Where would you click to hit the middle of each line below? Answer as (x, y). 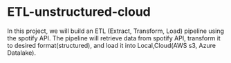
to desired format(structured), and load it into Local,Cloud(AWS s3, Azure (112, 45)
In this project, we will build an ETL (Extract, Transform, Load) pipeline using (116, 31)
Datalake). (22, 53)
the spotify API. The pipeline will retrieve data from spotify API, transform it (114, 38)
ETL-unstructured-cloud (79, 12)
